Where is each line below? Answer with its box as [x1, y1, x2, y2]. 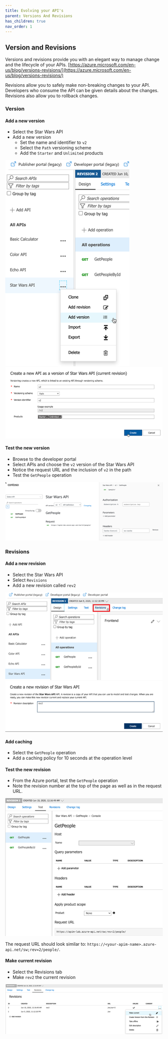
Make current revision [5, 958, 52, 964]
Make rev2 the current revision [12, 974, 76, 980]
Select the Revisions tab [12, 969, 62, 975]
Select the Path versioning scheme [19, 145, 91, 151]
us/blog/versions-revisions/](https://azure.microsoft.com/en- [5, 67, 131, 73]
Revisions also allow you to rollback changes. [5, 93, 98, 99]
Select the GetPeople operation [12, 750, 76, 756]
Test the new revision [5, 766, 51, 772]
